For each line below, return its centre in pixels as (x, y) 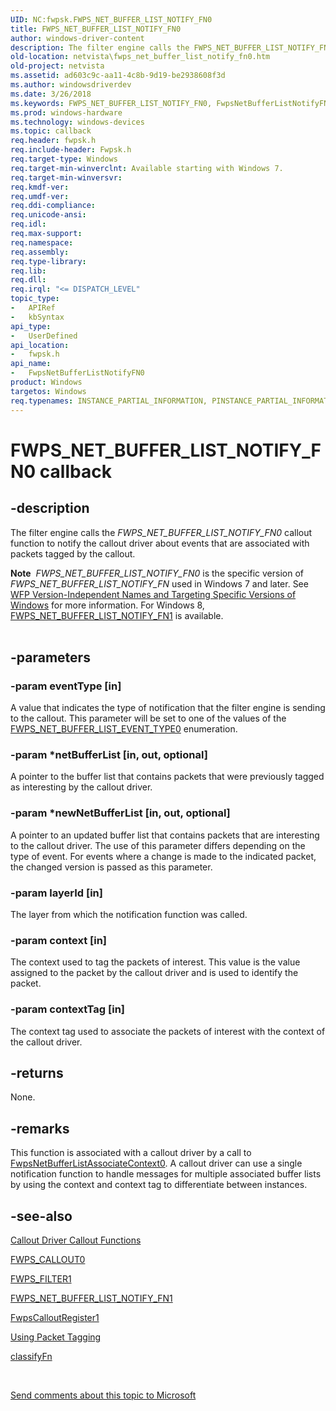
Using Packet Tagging (56, 1337)
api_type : (31, 326)
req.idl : (28, 224)
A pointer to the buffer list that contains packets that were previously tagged (167, 777)
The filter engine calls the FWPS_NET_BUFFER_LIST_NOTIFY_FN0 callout (161, 532)
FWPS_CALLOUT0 (48, 1260)
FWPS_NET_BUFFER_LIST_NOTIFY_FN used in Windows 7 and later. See (159, 583)
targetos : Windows (48, 391)
